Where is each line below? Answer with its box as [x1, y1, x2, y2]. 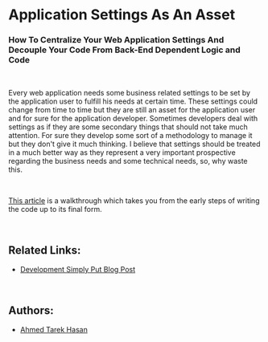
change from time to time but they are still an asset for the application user [8, 105, 256, 115]
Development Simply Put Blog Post [19, 265, 136, 275]
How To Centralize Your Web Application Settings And [8, 35, 225, 46]
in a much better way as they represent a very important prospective [8, 148, 236, 157]
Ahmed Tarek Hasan [19, 325, 89, 335]
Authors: [8, 303, 54, 317]
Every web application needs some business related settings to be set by [8, 88, 251, 98]
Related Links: [8, 243, 81, 257]
